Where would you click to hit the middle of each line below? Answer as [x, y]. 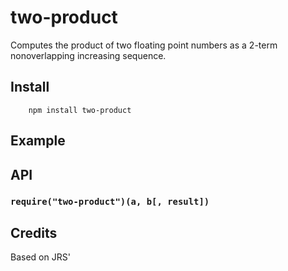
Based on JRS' [40, 257]
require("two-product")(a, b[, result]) [110, 202]
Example [38, 141]
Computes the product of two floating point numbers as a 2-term [144, 45]
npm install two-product [80, 110]
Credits [34, 232]
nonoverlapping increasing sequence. [88, 55]
